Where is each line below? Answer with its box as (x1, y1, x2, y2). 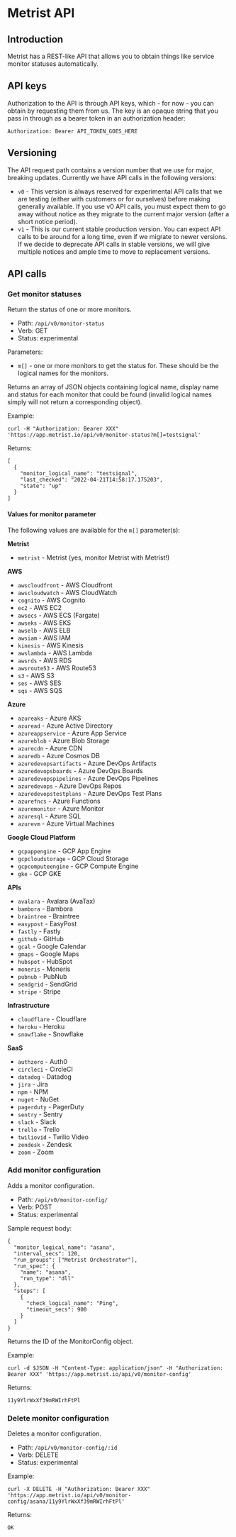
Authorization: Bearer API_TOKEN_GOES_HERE (7, 128, 138, 135)
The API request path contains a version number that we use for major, (7, 165, 214, 174)
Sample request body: (7, 1224, 72, 1232)
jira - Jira (17, 1080, 48, 1088)
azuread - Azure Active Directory (17, 721, 113, 730)
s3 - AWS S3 (17, 671, 55, 679)
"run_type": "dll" (20, 1275, 74, 1282)
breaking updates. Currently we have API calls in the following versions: (7, 173, 217, 182)
